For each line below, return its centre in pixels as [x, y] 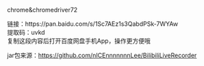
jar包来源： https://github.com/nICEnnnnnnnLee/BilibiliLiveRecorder [102, 55]
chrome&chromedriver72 [42, 10]
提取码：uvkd [26, 32]
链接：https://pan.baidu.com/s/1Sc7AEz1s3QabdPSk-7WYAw [93, 24]
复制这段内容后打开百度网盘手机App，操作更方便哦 [79, 41]
